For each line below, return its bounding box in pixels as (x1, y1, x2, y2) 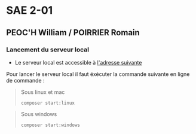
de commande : (6, 77, 45, 84)
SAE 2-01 (6, 4, 53, 17)
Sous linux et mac (20, 88, 65, 96)
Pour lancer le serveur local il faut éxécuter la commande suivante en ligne (6, 70, 190, 78)
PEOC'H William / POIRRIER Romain (6, 28, 140, 38)
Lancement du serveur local (6, 45, 90, 54)
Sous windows (20, 110, 57, 117)
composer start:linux (20, 100, 75, 106)
